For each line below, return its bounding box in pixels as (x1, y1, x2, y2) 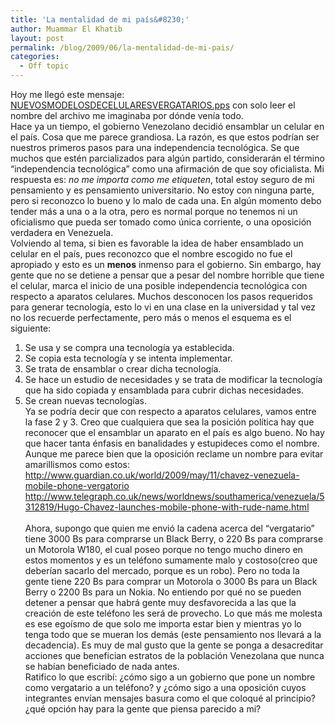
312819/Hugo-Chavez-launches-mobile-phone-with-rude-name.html (24, 501, 310, 513)
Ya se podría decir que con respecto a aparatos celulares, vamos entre (24, 406, 317, 417)
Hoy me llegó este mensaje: (10, 89, 125, 100)
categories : (10, 52, 60, 62)
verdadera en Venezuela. (10, 227, 114, 238)
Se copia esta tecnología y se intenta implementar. (24, 352, 233, 364)
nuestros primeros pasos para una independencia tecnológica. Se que (10, 142, 300, 153)
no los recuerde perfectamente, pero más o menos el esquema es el (10, 312, 292, 323)
